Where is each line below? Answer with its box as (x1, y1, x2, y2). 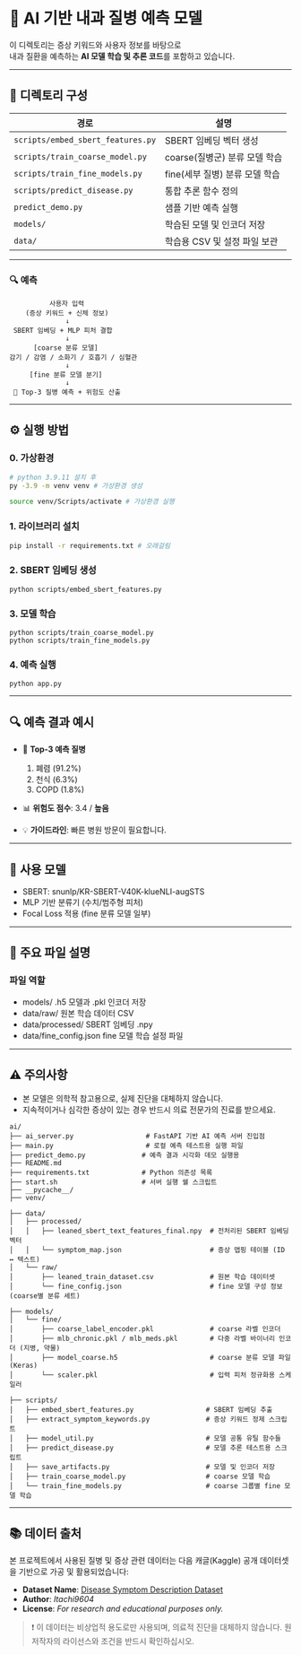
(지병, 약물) (19, 1343, 61, 1353)
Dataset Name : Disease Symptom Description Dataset (21, 1584, 224, 1595)
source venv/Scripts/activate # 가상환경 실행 (9, 497, 175, 507)
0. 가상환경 (9, 452, 55, 465)
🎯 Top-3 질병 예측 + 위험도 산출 (13, 388, 121, 397)
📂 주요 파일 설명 (9, 945, 91, 961)
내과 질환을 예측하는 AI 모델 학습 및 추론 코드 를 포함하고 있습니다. (9, 50, 236, 61)
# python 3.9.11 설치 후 (9, 473, 97, 482)
